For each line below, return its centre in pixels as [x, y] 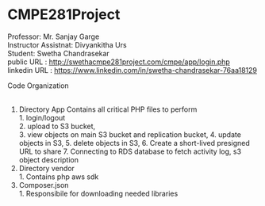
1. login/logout [42, 117]
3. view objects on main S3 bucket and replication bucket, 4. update [130, 134]
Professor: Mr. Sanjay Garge [54, 36]
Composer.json [44, 185]
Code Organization [38, 86]
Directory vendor [46, 168]
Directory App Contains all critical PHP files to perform [108, 109]
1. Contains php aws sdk [59, 177]
